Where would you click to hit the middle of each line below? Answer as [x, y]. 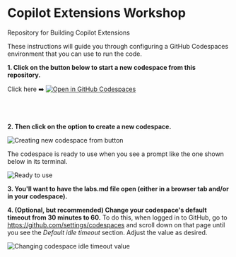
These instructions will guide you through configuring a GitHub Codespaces [118, 46]
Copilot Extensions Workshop [96, 13]
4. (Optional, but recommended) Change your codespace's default [107, 210]
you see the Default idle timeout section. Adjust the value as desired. [107, 232]
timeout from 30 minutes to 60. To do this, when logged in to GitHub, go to [117, 217]
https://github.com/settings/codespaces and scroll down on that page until [116, 225]
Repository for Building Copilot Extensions [69, 32]
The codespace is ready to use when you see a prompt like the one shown [116, 154]
